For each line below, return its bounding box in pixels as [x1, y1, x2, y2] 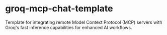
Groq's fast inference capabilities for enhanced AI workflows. [5, 24, 132, 30]
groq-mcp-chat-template [5, 3, 113, 14]
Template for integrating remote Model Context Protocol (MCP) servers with [5, 19, 162, 25]
